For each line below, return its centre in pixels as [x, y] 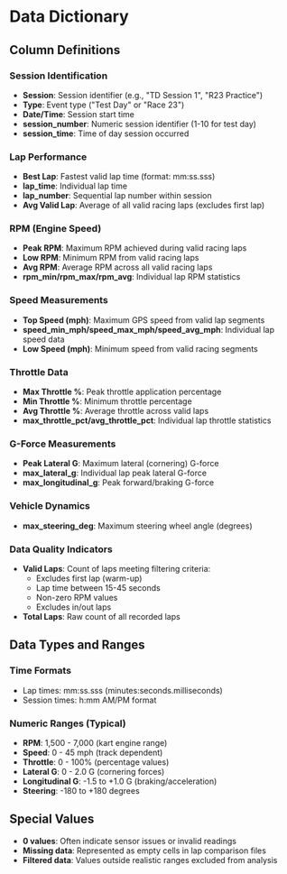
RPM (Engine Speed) [56, 229]
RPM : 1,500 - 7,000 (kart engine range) [95, 742]
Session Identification [59, 76]
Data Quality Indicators [61, 549]
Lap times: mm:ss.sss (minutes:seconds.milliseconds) [122, 690]
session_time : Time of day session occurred [106, 133]
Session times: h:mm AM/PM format [89, 700]
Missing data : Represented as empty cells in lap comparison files [144, 851]
